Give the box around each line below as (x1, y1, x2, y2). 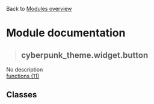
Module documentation (6, 26, 126, 40)
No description (6, 66, 43, 73)
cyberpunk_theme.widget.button (20, 50, 149, 60)
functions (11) (6, 72, 40, 79)
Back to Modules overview (6, 5, 72, 12)
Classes (6, 90, 37, 100)
